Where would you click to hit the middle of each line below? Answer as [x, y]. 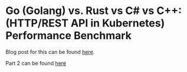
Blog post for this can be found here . [50, 52]
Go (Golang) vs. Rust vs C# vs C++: [94, 11]
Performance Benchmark [69, 36]
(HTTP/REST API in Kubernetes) [85, 23]
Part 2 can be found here [36, 63]
